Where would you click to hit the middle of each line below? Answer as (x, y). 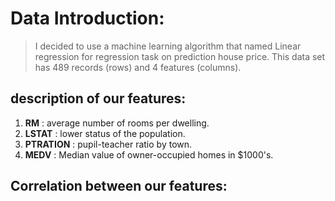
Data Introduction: (87, 18)
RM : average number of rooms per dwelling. (117, 123)
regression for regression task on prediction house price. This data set (180, 56)
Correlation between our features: (119, 186)
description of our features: (98, 98)
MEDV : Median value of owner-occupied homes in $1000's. (149, 154)
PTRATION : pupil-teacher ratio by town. (108, 144)
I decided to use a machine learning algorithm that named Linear (168, 46)
